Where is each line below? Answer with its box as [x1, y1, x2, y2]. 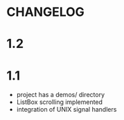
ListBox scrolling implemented [16, 98, 103, 106]
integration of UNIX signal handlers [16, 105, 117, 114]
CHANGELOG [6, 4, 85, 20]
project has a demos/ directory [16, 91, 105, 99]
